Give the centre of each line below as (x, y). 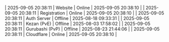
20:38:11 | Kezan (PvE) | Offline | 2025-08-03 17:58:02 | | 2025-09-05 (77, 23)
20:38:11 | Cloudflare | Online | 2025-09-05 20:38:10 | (61, 34)
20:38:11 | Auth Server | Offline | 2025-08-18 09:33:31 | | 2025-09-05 (77, 18)
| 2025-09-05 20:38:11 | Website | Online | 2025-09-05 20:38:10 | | (75, 8)
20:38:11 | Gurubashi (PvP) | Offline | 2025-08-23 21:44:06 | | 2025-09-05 (82, 29)
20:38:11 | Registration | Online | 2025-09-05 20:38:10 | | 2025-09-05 (92, 13)
